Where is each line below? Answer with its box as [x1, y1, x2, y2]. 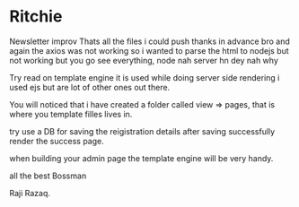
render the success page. [9, 135, 105, 146]
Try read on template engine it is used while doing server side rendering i [9, 72, 280, 82]
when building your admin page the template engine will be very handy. [9, 152, 274, 163]
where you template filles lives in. [9, 108, 133, 119]
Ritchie [9, 6, 63, 27]
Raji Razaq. [9, 187, 51, 198]
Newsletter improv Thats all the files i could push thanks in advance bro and [9, 36, 290, 47]
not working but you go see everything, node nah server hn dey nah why [9, 55, 278, 65]
